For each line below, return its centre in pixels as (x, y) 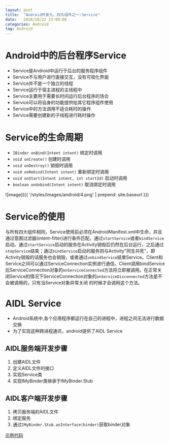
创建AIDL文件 (27, 362)
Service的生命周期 (44, 138)
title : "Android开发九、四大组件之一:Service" (53, 15)
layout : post (19, 10)
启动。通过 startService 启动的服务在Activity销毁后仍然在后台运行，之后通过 (84, 244)
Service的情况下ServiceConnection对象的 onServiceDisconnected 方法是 (84, 276)
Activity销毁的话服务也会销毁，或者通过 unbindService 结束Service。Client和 (84, 257)
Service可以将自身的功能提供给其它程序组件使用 (63, 103)
